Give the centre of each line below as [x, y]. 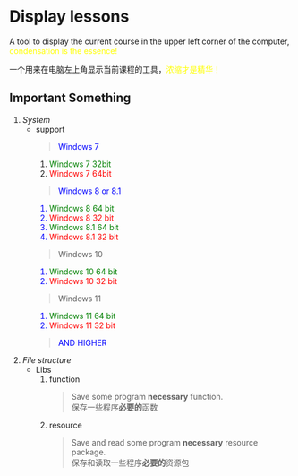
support [50, 129]
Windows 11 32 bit [82, 325]
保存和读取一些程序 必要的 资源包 [130, 463]
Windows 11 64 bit [82, 316]
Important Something [70, 98]
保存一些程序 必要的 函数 [115, 407]
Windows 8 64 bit [81, 208]
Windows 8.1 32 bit [84, 237]
